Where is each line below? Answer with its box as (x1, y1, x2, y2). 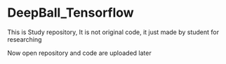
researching (7, 35, 42, 43)
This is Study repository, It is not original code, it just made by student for (7, 28, 220, 36)
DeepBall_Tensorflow (7, 5, 135, 21)
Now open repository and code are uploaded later (7, 49, 152, 57)
